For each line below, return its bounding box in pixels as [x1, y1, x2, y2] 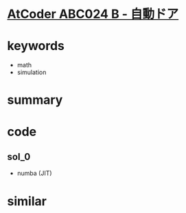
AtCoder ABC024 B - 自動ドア [7, 6, 179, 22]
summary [7, 92, 63, 108]
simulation [16, 68, 47, 76]
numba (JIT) [16, 169, 53, 177]
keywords [7, 38, 65, 54]
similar [7, 193, 47, 209]
